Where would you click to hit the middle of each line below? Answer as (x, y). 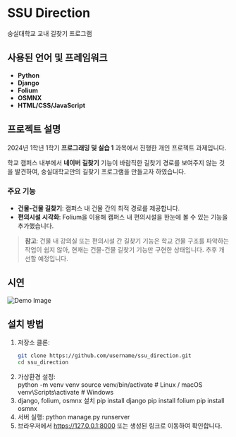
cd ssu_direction (43, 363)
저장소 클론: (34, 342)
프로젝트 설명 (34, 130)
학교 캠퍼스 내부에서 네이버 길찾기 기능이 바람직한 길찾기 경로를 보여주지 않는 (112, 162)
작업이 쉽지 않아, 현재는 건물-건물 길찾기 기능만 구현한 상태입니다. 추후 (121, 249)
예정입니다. (53, 258)
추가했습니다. (36, 226)
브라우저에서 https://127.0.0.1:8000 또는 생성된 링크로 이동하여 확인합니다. (120, 426)
